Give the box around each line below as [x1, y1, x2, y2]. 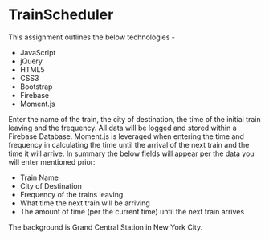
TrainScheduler [8, 6, 114, 24]
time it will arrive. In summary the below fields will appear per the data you [8, 148, 255, 158]
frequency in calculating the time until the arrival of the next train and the [8, 140, 250, 149]
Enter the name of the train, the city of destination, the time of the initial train [8, 114, 261, 124]
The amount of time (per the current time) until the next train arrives [19, 206, 245, 216]
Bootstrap [19, 82, 53, 92]
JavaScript [19, 47, 56, 57]
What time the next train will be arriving [19, 198, 150, 208]
